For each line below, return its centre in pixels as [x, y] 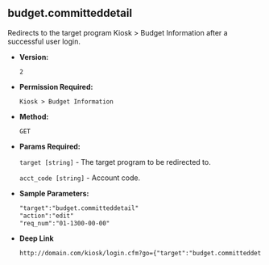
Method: [34, 116]
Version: [34, 57]
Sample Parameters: [54, 193]
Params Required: [50, 146]
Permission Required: [56, 86]
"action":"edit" [46, 216]
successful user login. [44, 41]
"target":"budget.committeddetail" [79, 208]
